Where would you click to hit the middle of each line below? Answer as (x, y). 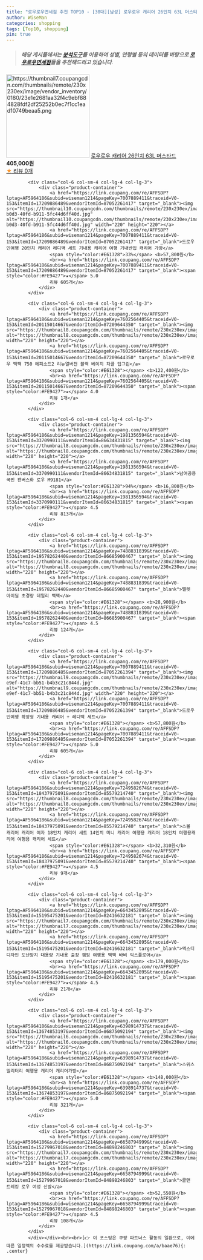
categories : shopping (34, 23)
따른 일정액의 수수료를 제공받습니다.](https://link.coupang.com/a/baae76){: (96, 1246)
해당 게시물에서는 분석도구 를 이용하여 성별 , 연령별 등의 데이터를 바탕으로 (105, 55)
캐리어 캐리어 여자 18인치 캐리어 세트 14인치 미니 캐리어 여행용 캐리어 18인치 (91, 833)
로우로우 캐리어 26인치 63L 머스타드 (133, 156)
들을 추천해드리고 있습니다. (82, 62)
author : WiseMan (27, 18)
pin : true (19, 35)
